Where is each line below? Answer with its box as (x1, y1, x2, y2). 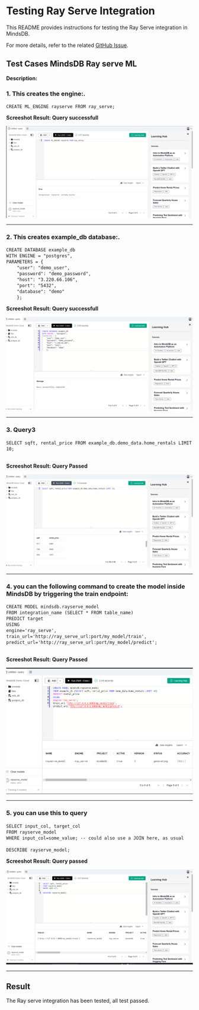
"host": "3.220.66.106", (17, 277, 78, 283)
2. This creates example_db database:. (6, 233, 120, 241)
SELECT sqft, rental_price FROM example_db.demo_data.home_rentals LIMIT (6, 440, 192, 446)
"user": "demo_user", (17, 265, 70, 271)
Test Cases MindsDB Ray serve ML (6, 59, 137, 69)
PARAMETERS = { (6, 259, 44, 265)
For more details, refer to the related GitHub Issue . (6, 42, 129, 49)
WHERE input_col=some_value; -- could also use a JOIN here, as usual (6, 835, 184, 841)
